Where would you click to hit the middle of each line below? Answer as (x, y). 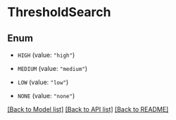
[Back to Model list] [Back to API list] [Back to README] (88, 109)
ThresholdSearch (59, 12)
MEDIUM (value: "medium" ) (52, 68)
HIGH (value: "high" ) (46, 55)
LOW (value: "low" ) (43, 82)
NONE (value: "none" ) (46, 96)
